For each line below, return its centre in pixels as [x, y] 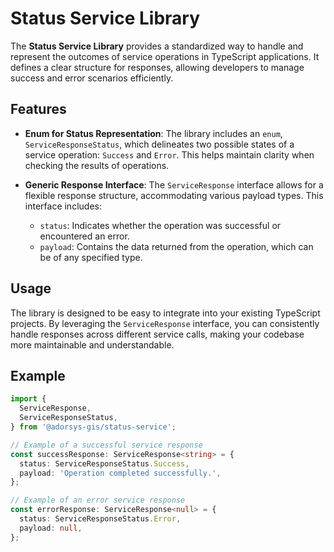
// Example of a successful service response [106, 445]
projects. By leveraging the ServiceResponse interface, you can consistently [165, 323]
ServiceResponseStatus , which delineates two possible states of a [159, 144]
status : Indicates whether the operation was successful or [160, 225]
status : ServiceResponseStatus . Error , [100, 519]
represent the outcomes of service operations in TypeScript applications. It [165, 56]
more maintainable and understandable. [92, 344]
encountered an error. [84, 236]
